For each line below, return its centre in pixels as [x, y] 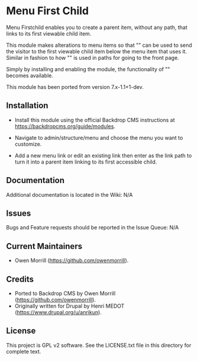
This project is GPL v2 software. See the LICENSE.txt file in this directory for [99, 345]
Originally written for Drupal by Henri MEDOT [69, 306]
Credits [20, 279]
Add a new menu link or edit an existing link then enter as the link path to [103, 155]
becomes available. [30, 75]
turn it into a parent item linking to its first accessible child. [86, 162]
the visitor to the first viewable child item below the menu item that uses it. [97, 51]
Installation [27, 106]
